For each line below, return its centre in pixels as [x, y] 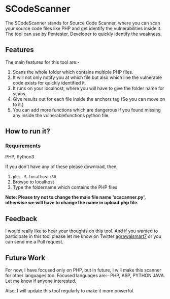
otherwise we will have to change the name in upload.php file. [72, 203]
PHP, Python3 [20, 157]
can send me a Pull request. [34, 242]
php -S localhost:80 [34, 177]
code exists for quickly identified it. [49, 83]
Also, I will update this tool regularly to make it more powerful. [70, 291]
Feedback [21, 219]
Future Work [25, 258]
